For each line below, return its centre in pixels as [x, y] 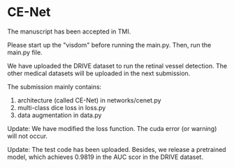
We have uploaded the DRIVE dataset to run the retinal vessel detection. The [117, 66]
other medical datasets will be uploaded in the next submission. [99, 73]
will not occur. [27, 136]
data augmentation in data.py [59, 115]
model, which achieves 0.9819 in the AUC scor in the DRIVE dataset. [105, 157]
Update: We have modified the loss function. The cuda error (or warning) [112, 128]
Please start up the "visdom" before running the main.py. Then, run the [109, 45]
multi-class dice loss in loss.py [61, 107]
